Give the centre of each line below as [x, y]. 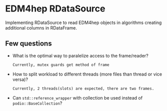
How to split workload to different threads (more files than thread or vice [87, 74]
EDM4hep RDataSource [55, 9]
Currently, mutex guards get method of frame [61, 65]
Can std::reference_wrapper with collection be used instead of [77, 97]
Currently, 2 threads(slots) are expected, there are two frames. [83, 88]
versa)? [20, 79]
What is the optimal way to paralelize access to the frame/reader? [80, 55]
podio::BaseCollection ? [37, 103]
